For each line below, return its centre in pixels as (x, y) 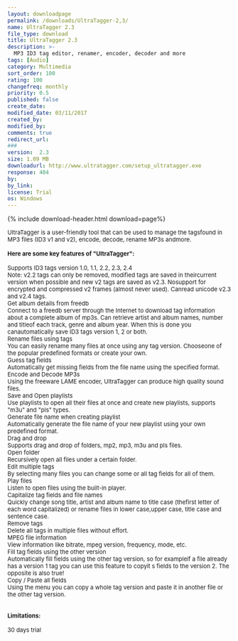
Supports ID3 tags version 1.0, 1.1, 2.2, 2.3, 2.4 (70, 268)
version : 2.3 (28, 153)
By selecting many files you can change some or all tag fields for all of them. (111, 474)
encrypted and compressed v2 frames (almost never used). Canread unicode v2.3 (119, 289)
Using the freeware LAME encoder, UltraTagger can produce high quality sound (115, 382)
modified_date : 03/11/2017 (47, 113)
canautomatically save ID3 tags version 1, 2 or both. (77, 332)
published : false (33, 100)
